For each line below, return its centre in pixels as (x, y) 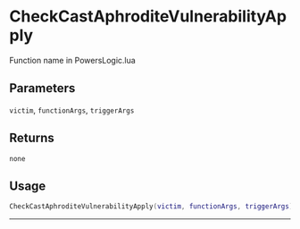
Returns (32, 138)
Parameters (42, 88)
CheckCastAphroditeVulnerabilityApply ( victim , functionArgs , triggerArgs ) (151, 207)
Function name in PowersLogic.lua (72, 60)
